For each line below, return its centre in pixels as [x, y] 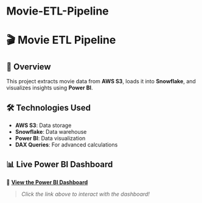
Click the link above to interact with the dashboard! [85, 194]
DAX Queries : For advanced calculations [66, 145]
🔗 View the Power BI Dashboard [47, 182]
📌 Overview [29, 67]
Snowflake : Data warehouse [51, 132]
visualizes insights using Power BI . [50, 88]
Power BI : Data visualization [50, 138]
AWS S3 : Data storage [43, 125]
